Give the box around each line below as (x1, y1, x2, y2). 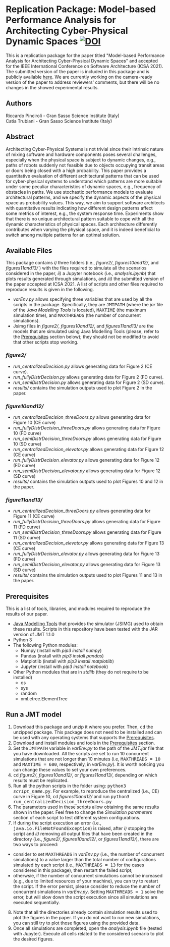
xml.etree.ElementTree (20, 696, 68, 702)
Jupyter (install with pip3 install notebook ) (20, 663, 108, 670)
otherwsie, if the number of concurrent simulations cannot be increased (13, 872, 163, 878)
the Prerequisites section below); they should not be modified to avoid (13, 334, 159, 340)
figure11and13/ (6, 496, 43, 503)
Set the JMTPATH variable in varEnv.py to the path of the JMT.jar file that (13, 745, 164, 751)
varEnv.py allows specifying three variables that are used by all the (13, 296, 152, 302)
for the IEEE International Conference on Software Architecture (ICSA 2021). (6, 63, 163, 69)
